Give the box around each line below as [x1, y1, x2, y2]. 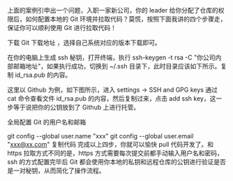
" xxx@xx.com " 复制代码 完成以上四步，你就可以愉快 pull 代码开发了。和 [7, 140, 214, 148]
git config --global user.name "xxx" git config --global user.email [7, 132, 194, 140]
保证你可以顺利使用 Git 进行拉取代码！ [7, 24, 117, 31]
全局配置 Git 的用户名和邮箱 [7, 118, 87, 126]
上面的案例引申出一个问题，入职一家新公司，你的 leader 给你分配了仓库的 [7, 6, 218, 14]
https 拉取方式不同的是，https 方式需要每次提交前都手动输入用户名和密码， [7, 149, 223, 157]
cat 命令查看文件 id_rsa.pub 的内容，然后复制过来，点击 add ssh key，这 [7, 94, 216, 103]
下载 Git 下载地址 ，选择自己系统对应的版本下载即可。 [7, 38, 162, 47]
